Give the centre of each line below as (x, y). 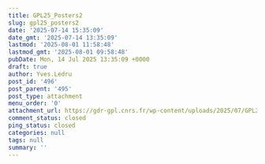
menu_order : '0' (35, 103)
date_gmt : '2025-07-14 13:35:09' (63, 37)
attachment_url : (35, 111)
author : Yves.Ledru (40, 74)
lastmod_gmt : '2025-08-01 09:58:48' (68, 52)
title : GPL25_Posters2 (45, 15)
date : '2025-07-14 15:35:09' (56, 30)
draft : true (28, 67)
